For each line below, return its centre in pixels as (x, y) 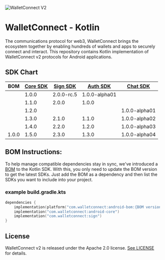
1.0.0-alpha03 (138, 127)
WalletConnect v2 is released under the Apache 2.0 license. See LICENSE (80, 248)
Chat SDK (138, 86)
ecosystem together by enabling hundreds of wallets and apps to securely (80, 46)
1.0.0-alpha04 (138, 134)
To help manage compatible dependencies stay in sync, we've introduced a (82, 164)
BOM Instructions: (34, 152)
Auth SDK (99, 86)
